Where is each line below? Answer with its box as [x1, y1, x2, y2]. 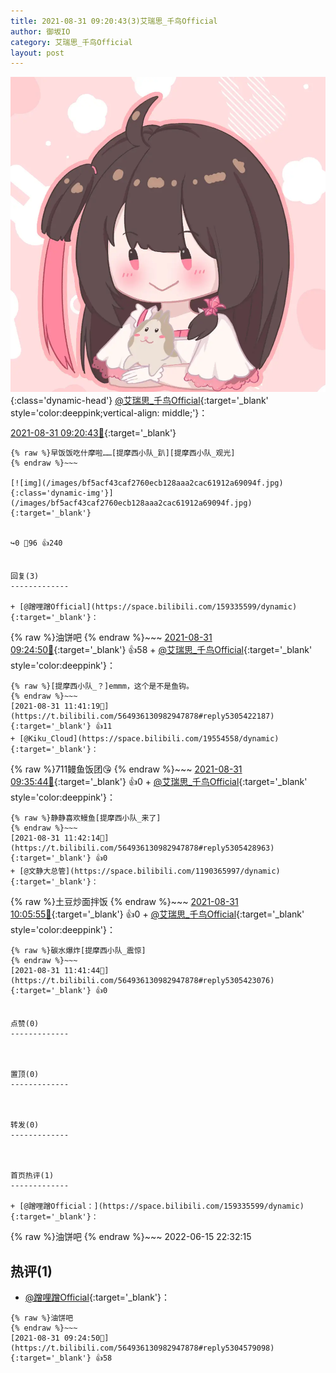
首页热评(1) [10, 1171, 55, 1181]
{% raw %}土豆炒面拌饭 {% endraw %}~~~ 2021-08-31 [10, 896, 239, 908]
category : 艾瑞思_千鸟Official [10, 37, 133, 47]
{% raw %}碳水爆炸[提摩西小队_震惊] [10, 946, 147, 956]
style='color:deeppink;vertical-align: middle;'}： [10, 407, 208, 419]
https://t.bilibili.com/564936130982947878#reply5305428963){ [10, 843, 275, 854]
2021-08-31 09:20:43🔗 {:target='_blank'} [10, 427, 177, 439]
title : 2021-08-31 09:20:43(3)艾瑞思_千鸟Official [10, 16, 218, 26]
